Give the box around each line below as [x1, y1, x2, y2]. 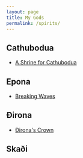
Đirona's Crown [14, 126, 54, 134]
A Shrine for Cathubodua [14, 59, 77, 66]
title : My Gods [6, 15, 45, 21]
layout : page [6, 9, 39, 15]
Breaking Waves [14, 92, 55, 100]
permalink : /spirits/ [6, 20, 61, 26]
